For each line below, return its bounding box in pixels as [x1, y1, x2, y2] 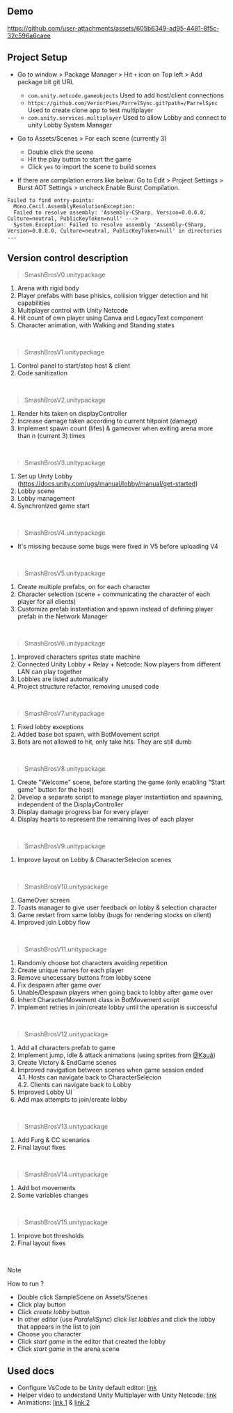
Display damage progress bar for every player [17, 808, 150, 816]
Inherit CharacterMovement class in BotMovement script [17, 996, 179, 1004]
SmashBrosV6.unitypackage [24, 639, 106, 648]
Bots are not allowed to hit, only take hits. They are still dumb [17, 737, 193, 746]
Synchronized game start [17, 501, 90, 510]
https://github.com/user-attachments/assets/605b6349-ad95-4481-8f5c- [7, 24, 220, 32]
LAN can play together [17, 668, 82, 676]
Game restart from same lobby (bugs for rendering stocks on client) [17, 911, 212, 919]
